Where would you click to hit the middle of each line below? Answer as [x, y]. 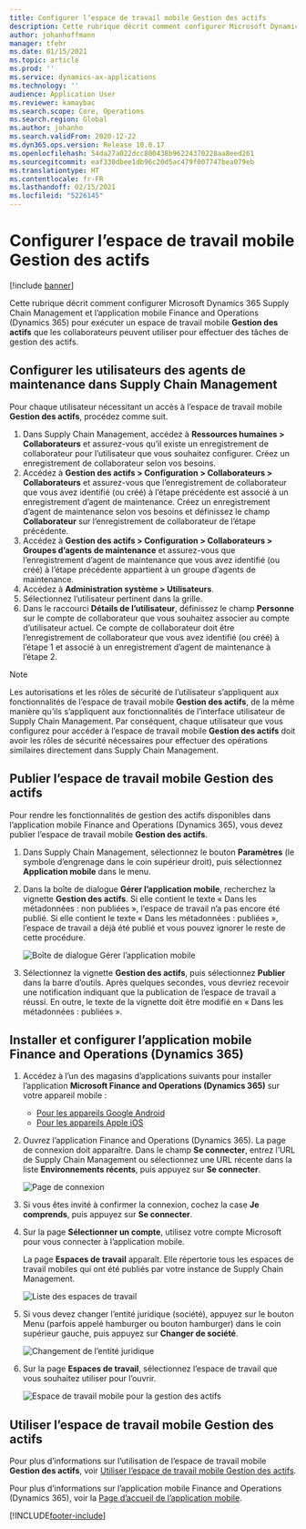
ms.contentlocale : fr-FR [56, 179]
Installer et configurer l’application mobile [131, 1040]
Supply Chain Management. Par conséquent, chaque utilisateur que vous [147, 721]
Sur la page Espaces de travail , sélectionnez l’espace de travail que [150, 1369]
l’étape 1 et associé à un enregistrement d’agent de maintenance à [147, 647]
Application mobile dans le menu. [87, 871]
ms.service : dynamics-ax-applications [83, 77]
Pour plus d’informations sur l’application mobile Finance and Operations [146, 1488]
